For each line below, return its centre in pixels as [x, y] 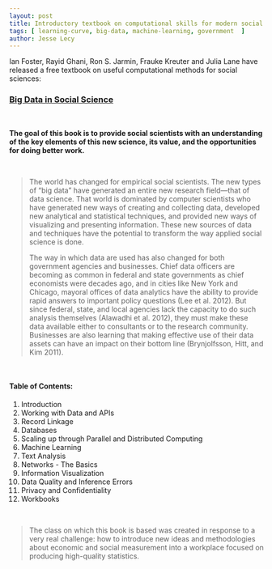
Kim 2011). [46, 352]
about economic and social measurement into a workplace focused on [146, 547]
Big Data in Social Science [62, 100]
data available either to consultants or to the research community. [139, 326]
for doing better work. [47, 150]
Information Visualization [62, 473]
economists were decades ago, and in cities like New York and [133, 283]
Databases [39, 430]
